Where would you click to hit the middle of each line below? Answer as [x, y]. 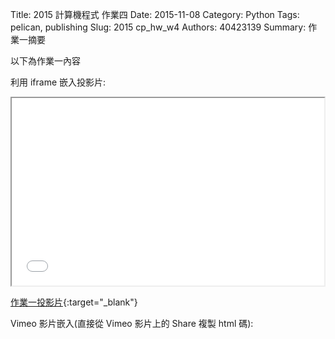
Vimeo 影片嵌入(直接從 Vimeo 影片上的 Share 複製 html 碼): [132, 323]
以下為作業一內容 [45, 61]
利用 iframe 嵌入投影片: [58, 82]
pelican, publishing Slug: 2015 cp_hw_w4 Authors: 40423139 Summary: [158, 27]
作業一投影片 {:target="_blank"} [74, 302]
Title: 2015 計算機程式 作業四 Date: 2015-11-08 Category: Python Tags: [155, 14]
